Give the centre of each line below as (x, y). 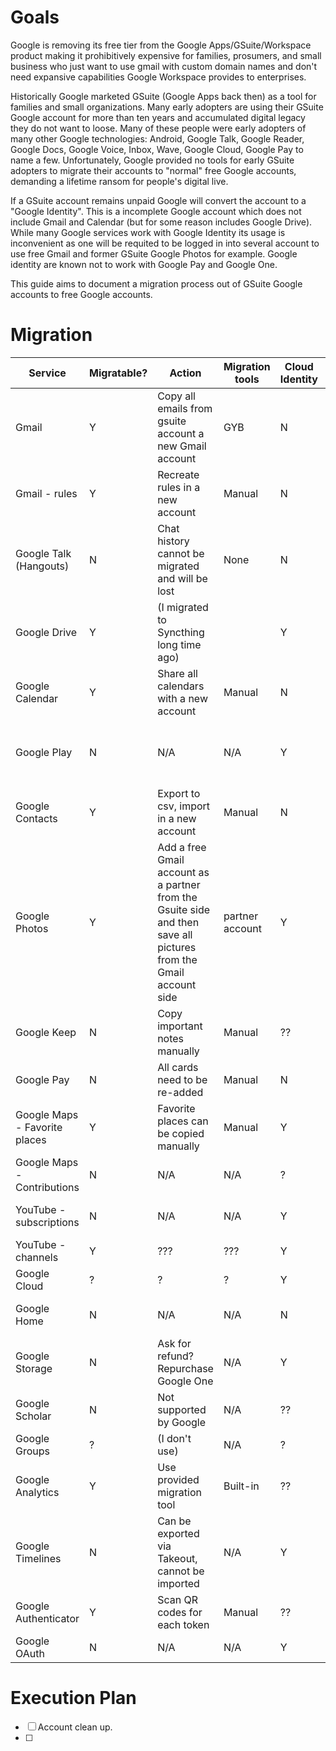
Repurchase (185, 1368)
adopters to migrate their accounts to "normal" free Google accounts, (153, 170)
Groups (32, 1451)
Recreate (178, 474)
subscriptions (47, 1222)
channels (37, 1257)
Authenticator (47, 1618)
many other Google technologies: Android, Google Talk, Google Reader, (157, 138)
